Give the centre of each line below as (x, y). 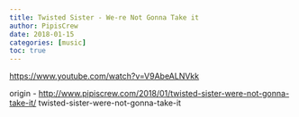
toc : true (28, 51)
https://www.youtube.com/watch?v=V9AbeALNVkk (104, 76)
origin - (23, 94)
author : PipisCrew (44, 26)
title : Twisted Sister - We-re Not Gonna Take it (104, 17)
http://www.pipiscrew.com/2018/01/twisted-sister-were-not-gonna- (164, 94)
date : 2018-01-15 (42, 34)
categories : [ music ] (48, 42)
